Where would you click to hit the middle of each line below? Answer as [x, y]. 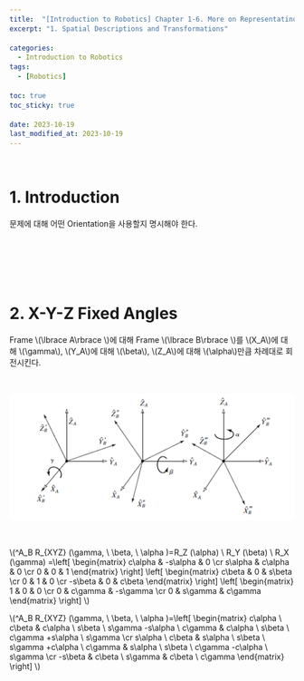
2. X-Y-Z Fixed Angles [94, 314]
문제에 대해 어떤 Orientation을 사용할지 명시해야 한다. [104, 224]
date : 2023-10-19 [42, 124]
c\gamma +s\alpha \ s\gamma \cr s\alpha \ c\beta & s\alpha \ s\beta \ [137, 637]
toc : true [28, 95]
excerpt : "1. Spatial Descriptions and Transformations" [119, 29]
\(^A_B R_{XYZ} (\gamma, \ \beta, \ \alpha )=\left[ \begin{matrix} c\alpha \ [146, 618]
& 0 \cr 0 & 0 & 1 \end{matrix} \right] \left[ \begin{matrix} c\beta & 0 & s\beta [151, 572]
